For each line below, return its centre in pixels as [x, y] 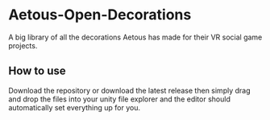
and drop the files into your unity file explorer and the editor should [120, 99]
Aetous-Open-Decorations [100, 15]
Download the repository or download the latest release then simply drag [130, 90]
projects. [23, 45]
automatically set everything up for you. [75, 107]
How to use [37, 71]
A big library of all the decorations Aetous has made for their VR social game [135, 37]
